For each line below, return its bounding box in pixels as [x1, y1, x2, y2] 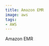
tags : [5, 17, 17, 22]
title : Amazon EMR [5, 7, 44, 13]
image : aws [5, 12, 28, 17]
